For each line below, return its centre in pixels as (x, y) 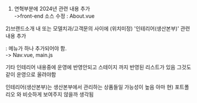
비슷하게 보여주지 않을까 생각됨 (58, 94)
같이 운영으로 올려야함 (31, 74)
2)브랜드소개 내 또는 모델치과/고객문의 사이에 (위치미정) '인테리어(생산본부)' (92, 29)
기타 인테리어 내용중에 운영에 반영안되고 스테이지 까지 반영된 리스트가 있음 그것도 (98, 67)
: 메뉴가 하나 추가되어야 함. (36, 48)
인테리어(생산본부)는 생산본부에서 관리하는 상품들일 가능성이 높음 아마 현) (90, 87)
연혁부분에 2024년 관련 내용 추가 (52, 9)
